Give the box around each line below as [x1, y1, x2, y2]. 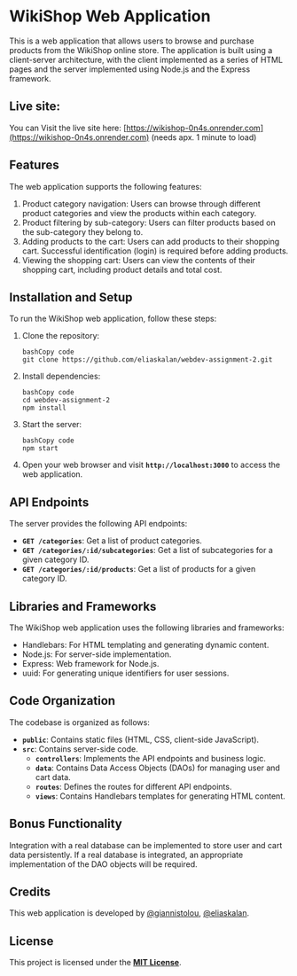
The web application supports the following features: [9, 181, 202, 191]
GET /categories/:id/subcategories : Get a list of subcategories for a [21, 545, 273, 556]
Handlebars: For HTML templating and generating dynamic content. [21, 640, 270, 650]
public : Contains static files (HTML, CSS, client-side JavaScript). [21, 734, 260, 745]
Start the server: [21, 419, 82, 430]
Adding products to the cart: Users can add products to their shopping [21, 236, 280, 246]
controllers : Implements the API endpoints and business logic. [35, 753, 266, 763]
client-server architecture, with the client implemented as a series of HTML [9, 54, 284, 65]
